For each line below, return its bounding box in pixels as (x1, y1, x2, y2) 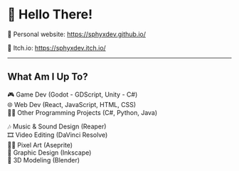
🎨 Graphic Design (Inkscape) (7, 148, 92, 157)
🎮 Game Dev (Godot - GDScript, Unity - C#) (7, 90, 138, 99)
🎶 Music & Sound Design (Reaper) (7, 122, 107, 131)
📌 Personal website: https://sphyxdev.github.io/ (7, 30, 147, 38)
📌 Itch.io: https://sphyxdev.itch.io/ (7, 43, 107, 52)
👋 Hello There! (7, 6, 93, 23)
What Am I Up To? (7, 71, 88, 83)
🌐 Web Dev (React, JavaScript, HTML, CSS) (7, 100, 137, 109)
